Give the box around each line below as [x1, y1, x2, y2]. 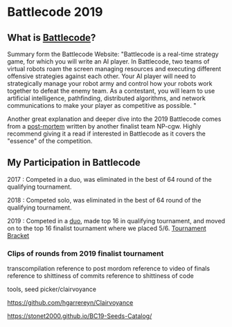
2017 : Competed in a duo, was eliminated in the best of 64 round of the [7, 175, 213, 183]
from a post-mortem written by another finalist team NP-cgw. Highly [7, 122, 202, 130]
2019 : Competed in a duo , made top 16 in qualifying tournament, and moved [7, 216, 226, 225]
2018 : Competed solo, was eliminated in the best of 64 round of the [7, 196, 202, 204]
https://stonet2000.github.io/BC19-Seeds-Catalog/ [7, 312, 152, 320]
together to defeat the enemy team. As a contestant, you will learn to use [7, 87, 215, 95]
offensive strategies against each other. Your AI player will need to [7, 72, 196, 80]
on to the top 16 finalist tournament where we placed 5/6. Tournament [7, 224, 206, 232]
